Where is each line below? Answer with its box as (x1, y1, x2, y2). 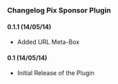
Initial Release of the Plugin (17, 69, 95, 77)
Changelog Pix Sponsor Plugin (7, 6, 112, 15)
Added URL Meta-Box (17, 38, 80, 46)
